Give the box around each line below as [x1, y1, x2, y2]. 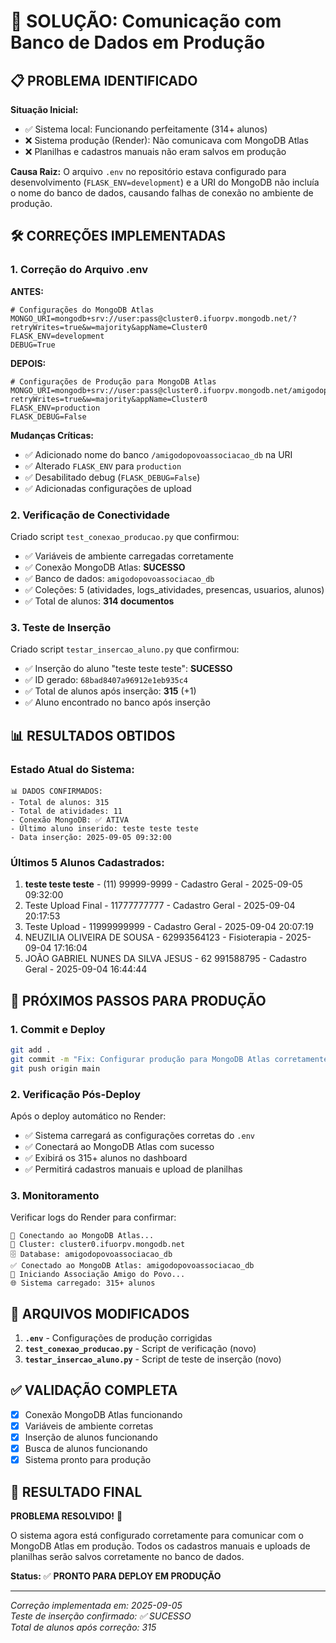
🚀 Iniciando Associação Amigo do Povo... [10, 1270, 186, 1280]
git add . [10, 1045, 52, 1055]
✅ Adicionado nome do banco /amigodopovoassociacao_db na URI [24, 448, 293, 460]
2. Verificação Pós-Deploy [10, 1087, 142, 1101]
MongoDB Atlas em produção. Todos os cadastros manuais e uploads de [10, 1540, 311, 1552]
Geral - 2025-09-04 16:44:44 [24, 963, 148, 975]
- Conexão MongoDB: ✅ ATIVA [10, 815, 130, 825]
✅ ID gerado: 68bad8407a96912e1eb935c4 [24, 674, 189, 686]
